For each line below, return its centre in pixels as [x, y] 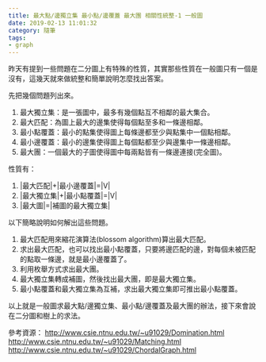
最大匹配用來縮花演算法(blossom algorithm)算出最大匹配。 [115, 240]
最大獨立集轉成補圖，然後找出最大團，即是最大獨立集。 [110, 279]
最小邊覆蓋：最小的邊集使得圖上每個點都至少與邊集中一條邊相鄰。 [127, 142]
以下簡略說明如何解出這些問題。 [60, 222]
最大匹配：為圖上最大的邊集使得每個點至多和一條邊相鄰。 [113, 122]
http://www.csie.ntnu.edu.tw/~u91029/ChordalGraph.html [102, 350]
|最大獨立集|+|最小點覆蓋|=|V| [68, 196]
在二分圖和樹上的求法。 [46, 316]
